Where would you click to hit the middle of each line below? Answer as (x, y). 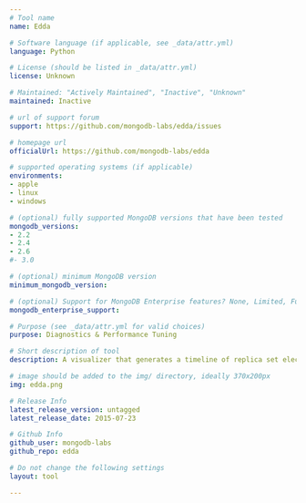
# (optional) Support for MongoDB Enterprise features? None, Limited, (148, 302)
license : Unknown (42, 77)
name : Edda (30, 26)
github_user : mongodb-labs (61, 443)
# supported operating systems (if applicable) (102, 168)
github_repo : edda (44, 452)
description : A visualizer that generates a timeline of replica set (144, 360)
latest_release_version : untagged (75, 410)
